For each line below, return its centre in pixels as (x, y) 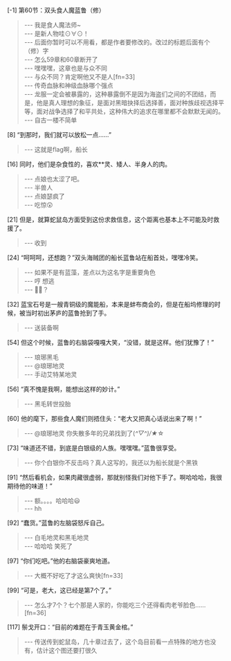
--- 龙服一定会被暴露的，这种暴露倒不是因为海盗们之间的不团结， (117, 94)
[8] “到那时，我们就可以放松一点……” (59, 135)
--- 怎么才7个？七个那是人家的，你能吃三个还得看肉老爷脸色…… (115, 605)
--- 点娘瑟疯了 (45, 196)
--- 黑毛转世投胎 (47, 404)
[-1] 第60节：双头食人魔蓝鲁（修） (56, 10)
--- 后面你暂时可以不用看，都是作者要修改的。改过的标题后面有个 (117, 42)
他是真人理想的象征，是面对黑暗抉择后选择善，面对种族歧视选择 (127, 103)
